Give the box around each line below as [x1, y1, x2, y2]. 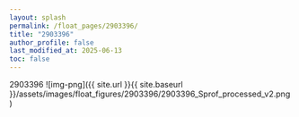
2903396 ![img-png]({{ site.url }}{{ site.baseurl [9, 79, 183, 89]
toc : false [9, 54, 50, 63]
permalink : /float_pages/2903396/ [9, 21, 139, 30]
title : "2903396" [9, 29, 75, 38]
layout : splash [9, 13, 66, 22]
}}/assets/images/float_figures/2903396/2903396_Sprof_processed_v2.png [9, 88, 291, 99]
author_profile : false [9, 38, 94, 47]
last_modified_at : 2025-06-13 [9, 46, 123, 55]
